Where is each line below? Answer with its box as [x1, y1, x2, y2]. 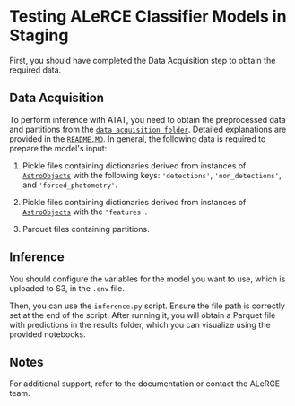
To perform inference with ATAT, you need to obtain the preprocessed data [9, 114, 286, 125]
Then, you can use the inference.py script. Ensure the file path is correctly [9, 300, 285, 311]
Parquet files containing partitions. [22, 223, 150, 234]
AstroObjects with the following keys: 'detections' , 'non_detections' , [22, 169, 282, 180]
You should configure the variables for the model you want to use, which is [9, 273, 286, 284]
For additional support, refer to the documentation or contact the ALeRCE [9, 378, 281, 389]
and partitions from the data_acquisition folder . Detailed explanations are [9, 124, 287, 134]
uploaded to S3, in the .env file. [9, 282, 126, 293]
